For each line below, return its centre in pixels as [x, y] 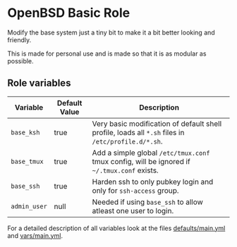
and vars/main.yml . [35, 235]
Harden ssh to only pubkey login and [153, 182]
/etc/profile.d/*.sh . [128, 141]
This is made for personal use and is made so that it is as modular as [107, 53]
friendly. [19, 39]
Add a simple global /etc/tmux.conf [151, 153]
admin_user [29, 206]
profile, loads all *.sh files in [138, 132]
